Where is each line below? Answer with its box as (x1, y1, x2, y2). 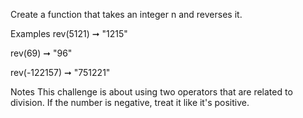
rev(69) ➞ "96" (10, 47, 73, 59)
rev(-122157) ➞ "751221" (10, 67, 111, 78)
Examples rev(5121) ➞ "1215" (10, 28, 128, 39)
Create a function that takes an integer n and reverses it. (10, 9, 243, 20)
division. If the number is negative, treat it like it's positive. (10, 97, 250, 108)
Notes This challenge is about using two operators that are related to (10, 86, 293, 98)
